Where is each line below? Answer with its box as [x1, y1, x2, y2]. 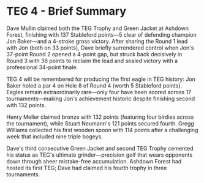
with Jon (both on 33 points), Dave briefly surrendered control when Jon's [6, 44, 194, 51]
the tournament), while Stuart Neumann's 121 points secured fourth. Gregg [6, 119, 194, 127]
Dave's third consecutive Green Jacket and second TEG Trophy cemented [6, 144, 194, 152]
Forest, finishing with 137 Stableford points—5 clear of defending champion [6, 31, 197, 38]
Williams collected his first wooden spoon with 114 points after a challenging [6, 126, 198, 133]
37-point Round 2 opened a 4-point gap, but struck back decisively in [6, 50, 183, 58]
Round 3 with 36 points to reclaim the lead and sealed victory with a [6, 57, 178, 64]
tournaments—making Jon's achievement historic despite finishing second [6, 95, 195, 102]
